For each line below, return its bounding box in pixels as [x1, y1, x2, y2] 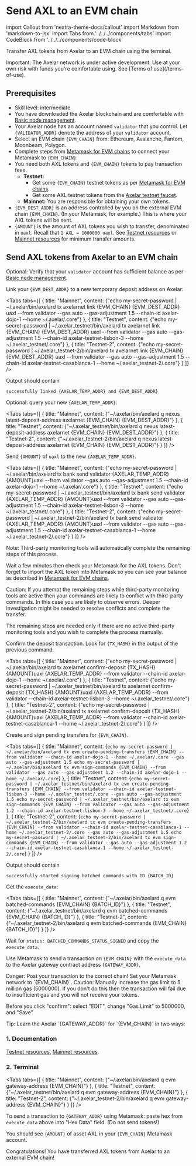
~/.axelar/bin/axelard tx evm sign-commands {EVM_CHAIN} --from [6, 764, 166, 770]
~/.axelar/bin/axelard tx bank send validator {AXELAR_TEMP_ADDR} [6, 470, 170, 477]
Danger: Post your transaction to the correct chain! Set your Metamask [6, 972, 177, 980]
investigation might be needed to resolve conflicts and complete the [6, 604, 170, 612]
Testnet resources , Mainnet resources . [6, 1048, 99, 1055]
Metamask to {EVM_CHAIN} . [14, 154, 78, 161]
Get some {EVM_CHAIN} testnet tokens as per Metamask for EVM [32, 179, 185, 186]
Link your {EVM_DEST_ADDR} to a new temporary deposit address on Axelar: [6, 285, 184, 292]
